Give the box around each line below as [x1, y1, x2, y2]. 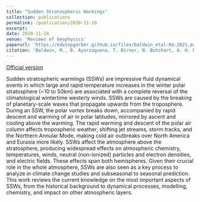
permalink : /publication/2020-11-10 [6, 20, 97, 26]
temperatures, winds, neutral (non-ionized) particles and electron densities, [6, 151, 192, 158]
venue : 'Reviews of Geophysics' [6, 36, 86, 42]
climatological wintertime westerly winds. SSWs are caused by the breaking [6, 94, 192, 101]
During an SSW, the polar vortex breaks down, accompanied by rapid [6, 106, 176, 113]
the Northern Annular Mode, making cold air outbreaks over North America [6, 132, 190, 139]
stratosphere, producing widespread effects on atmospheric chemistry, [6, 144, 181, 151]
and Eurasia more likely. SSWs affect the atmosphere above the [6, 138, 162, 146]
